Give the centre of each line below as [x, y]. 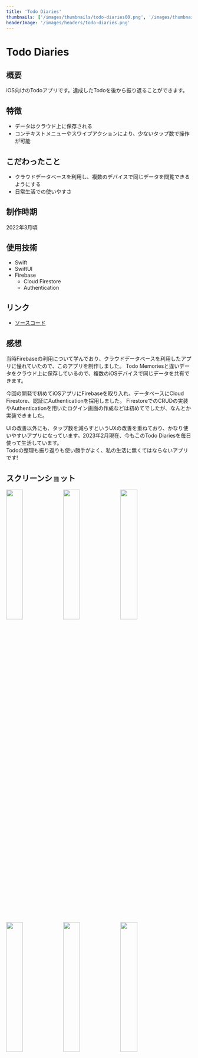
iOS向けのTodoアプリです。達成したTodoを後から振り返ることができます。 [97, 90]
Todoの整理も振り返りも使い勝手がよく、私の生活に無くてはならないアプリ [97, 451]
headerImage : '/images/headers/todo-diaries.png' [68, 22]
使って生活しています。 [34, 443]
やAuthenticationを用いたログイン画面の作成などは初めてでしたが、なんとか [99, 408]
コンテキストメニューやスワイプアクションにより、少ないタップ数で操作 [102, 134]
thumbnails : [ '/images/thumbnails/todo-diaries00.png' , [76, 17]
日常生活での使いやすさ [43, 192]
